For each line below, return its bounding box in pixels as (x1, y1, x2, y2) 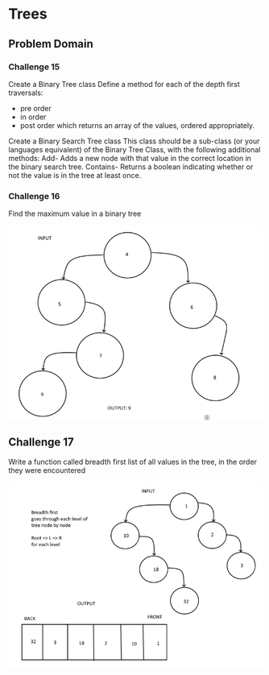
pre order (19, 103, 52, 113)
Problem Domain (8, 37, 94, 51)
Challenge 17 (8, 436, 74, 449)
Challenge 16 (8, 190, 60, 201)
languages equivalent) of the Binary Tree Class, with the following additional (8, 144, 261, 154)
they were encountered (8, 465, 86, 475)
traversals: (8, 88, 43, 97)
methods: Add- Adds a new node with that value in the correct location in (8, 153, 252, 163)
